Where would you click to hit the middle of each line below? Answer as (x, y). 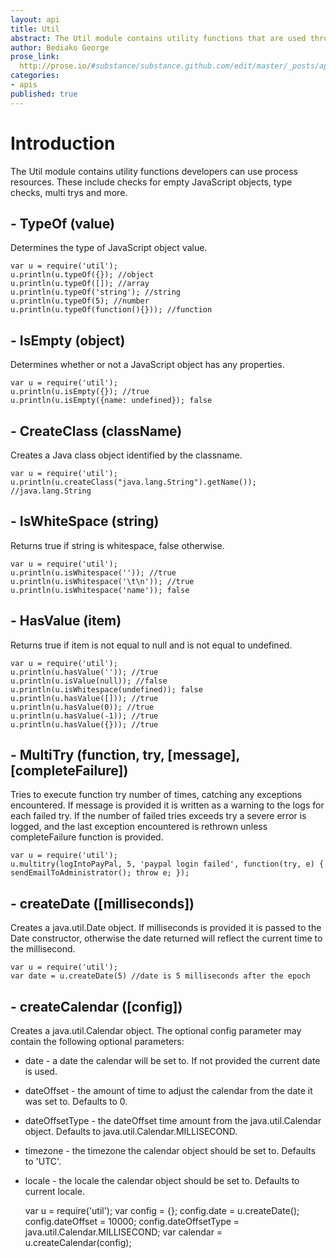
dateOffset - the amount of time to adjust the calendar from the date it (168, 1091)
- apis (24, 85)
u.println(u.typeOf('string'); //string (96, 292)
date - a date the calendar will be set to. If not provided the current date (172, 1061)
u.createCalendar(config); (78, 1243)
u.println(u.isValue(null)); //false (89, 681)
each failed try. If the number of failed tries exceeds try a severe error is (158, 816)
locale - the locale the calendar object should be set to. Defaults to (162, 1181)
